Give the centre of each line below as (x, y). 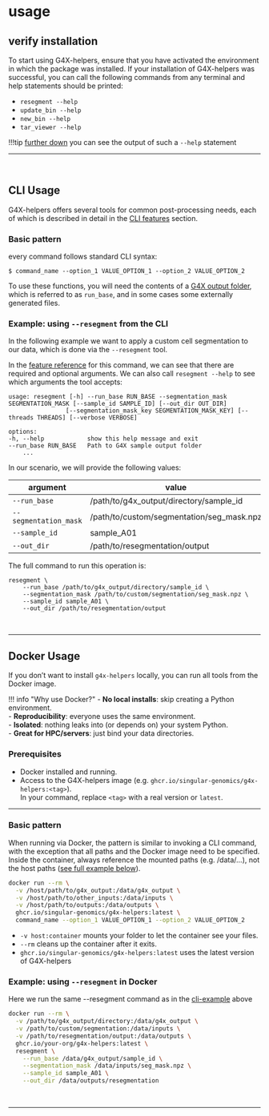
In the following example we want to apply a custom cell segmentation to (128, 341)
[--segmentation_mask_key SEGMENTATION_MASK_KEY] (150, 411)
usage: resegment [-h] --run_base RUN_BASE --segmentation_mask (118, 397)
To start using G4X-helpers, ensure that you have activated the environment (134, 60)
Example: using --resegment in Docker (83, 982)
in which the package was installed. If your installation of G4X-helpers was (131, 69)
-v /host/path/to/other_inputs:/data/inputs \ (94, 898)
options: (23, 432)
